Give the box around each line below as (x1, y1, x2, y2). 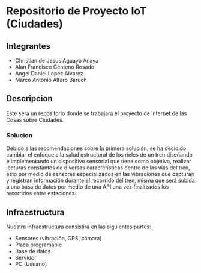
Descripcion (6, 93, 53, 104)
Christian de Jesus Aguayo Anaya (14, 57, 99, 64)
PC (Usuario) (14, 260, 47, 268)
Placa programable (14, 241, 62, 248)
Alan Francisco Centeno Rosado (14, 63, 95, 71)
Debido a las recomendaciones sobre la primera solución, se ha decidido (6, 145, 187, 152)
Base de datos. (14, 247, 52, 254)
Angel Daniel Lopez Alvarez (14, 70, 83, 77)
